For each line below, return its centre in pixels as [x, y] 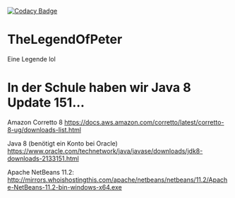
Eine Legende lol [32, 59]
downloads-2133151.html [43, 158]
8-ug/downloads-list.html [44, 129]
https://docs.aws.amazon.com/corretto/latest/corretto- [144, 122]
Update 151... [46, 103]
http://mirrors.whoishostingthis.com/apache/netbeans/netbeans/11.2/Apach [117, 180]
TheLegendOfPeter [65, 40]
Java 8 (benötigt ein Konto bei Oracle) [62, 143]
